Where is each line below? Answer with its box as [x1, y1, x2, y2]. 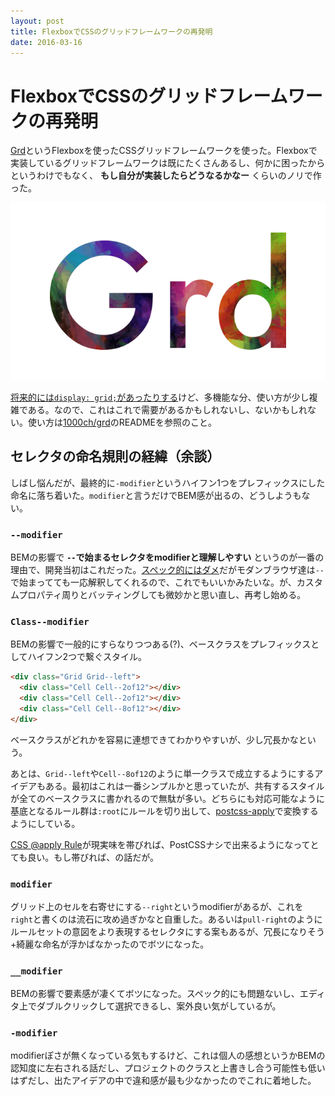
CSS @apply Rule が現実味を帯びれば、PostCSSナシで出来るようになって [10, 838, 311, 850]
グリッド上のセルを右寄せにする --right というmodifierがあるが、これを [10, 900, 304, 912]
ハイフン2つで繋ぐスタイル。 [27, 651, 148, 663]
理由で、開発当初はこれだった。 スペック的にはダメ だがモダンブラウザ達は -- [10, 563, 325, 575]
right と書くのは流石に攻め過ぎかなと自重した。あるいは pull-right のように [10, 913, 323, 925]
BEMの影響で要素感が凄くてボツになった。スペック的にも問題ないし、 [10, 988, 300, 1000]
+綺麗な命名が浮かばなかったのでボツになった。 [10, 938, 210, 950]
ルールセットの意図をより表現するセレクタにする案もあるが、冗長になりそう [10, 925, 326, 937]
